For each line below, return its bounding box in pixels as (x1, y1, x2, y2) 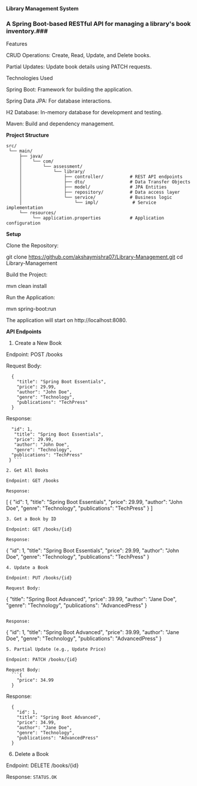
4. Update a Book (6, 565, 49, 571)
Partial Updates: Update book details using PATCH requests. (6, 63, 152, 70)
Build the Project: (6, 271, 48, 278)
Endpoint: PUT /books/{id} (6, 575, 72, 581)
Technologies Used (6, 75, 53, 82)
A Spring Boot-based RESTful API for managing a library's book (6, 19, 191, 28)
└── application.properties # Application (32, 215, 165, 221)
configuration (6, 220, 41, 226)
